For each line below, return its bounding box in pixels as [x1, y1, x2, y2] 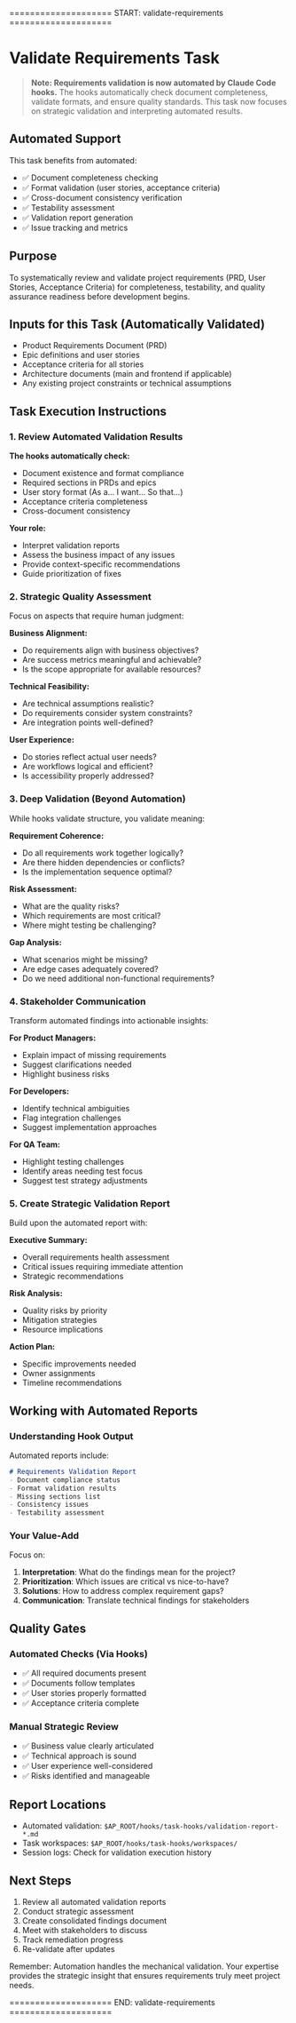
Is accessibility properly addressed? [21, 770, 154, 781]
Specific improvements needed [21, 1358, 136, 1369]
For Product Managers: [9, 1032, 97, 1043]
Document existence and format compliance [21, 468, 184, 479]
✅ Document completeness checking [21, 172, 159, 183]
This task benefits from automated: [9, 155, 137, 165]
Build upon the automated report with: [9, 1217, 148, 1229]
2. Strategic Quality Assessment [9, 590, 152, 602]
